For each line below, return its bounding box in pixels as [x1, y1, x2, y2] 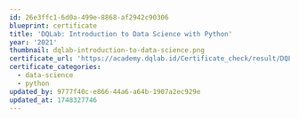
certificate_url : [9, 54, 74, 63]
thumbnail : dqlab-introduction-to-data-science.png [9, 46, 205, 55]
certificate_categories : [9, 63, 101, 72]
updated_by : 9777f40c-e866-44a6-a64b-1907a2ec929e [9, 87, 201, 96]
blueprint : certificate [9, 21, 98, 30]
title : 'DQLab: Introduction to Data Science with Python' [9, 29, 233, 38]
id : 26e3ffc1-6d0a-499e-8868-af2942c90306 [9, 12, 169, 22]
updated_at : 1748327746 [9, 95, 98, 105]
